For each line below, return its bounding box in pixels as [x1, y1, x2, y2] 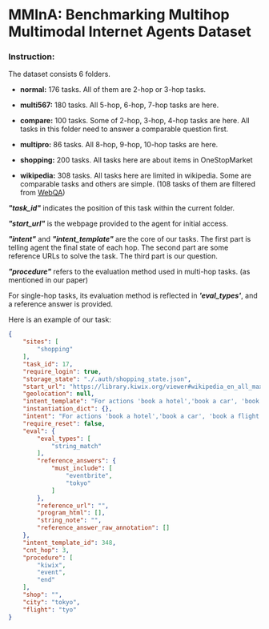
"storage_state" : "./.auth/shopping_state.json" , [22, 375, 192, 383]
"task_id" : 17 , [22, 360, 74, 368]
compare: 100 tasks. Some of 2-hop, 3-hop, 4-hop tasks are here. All [19, 116, 250, 126]
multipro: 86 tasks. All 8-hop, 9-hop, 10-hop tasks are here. [19, 140, 219, 150]
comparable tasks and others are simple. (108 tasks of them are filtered [19, 179, 256, 189]
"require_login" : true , [22, 367, 102, 375]
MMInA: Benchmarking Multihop [8, 6, 230, 24]
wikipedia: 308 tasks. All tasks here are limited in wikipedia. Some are [19, 170, 252, 181]
